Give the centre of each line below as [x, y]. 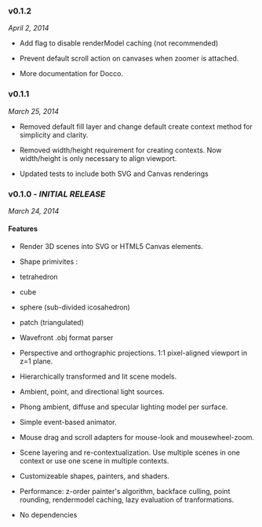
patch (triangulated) [52, 323]
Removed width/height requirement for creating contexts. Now [120, 150]
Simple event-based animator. [68, 423]
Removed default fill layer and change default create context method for [136, 126]
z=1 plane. [36, 361]
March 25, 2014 [34, 111]
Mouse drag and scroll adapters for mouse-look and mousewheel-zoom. [137, 437]
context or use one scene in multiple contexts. [94, 461]
